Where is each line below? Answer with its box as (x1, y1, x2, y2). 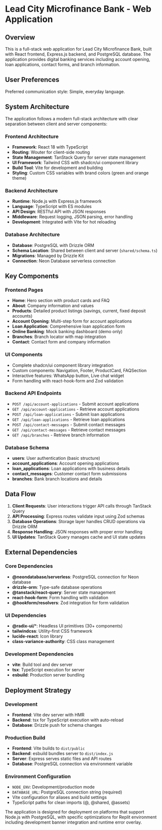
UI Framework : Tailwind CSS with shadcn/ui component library (12, 159, 139, 165)
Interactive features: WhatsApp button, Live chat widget (12, 373, 125, 378)
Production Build (5, 734, 45, 741)
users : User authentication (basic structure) (12, 455, 101, 461)
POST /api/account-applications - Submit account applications (12, 401, 140, 407)
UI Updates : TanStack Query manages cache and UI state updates (12, 534, 146, 540)
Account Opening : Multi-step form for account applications (12, 318, 132, 324)
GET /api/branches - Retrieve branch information (12, 432, 110, 438)
